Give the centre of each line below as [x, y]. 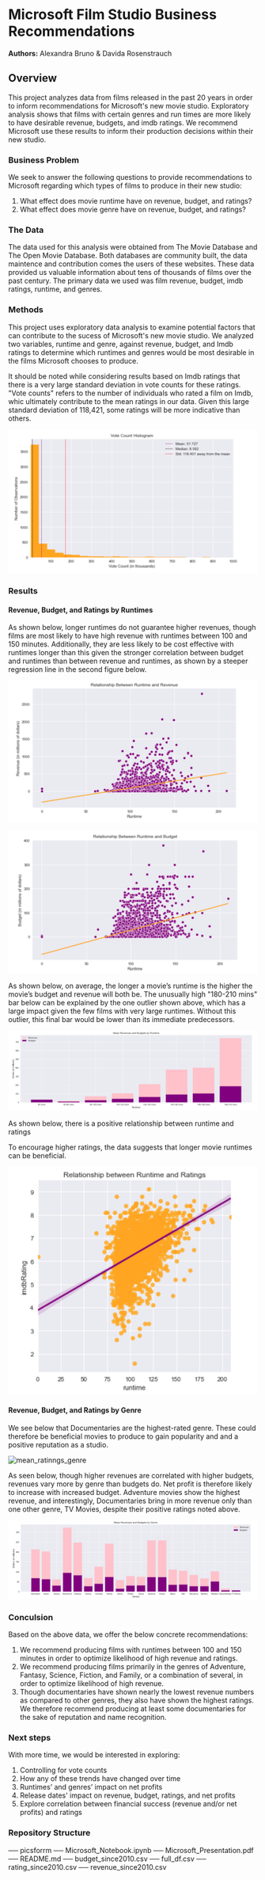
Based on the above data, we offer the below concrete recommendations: [128, 1634]
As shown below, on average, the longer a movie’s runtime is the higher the [131, 986]
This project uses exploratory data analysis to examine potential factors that [132, 327]
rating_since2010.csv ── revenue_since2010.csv [87, 1867]
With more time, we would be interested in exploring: [94, 1755]
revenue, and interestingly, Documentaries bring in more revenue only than [130, 1501]
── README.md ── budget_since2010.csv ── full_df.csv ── [108, 1859]
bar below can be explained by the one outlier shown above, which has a [127, 1002]
